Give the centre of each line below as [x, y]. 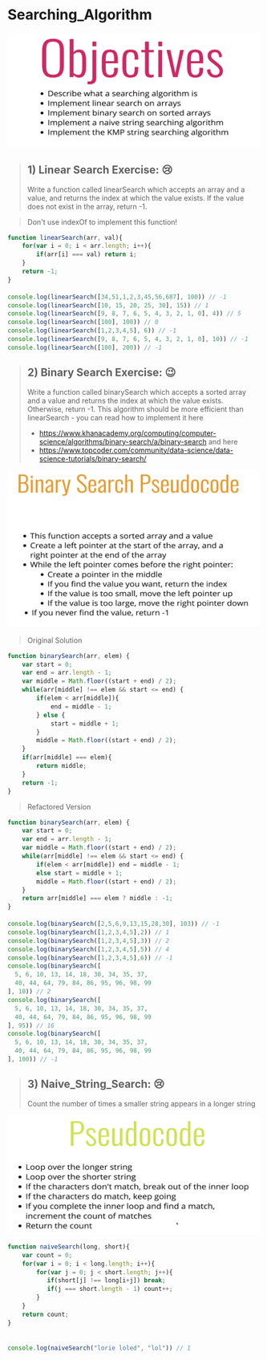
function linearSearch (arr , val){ [65, 237]
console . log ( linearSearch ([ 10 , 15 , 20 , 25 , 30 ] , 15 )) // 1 [108, 305]
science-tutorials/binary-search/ [93, 458]
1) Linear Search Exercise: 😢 [100, 170]
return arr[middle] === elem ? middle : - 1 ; [97, 899]
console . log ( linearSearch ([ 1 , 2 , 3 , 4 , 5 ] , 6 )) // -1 [92, 331]
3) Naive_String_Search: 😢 [96, 1084]
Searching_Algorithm [80, 15]
